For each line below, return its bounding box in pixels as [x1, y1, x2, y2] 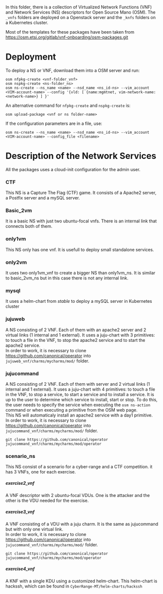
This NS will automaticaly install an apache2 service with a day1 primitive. [5, 412, 153, 418]
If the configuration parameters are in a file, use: [5, 120, 103, 126]
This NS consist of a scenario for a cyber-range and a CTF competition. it [5, 464, 153, 470]
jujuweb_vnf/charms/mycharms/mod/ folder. [5, 358, 90, 364]
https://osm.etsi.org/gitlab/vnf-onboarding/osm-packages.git [5, 34, 128, 40]
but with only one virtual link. [5, 526, 64, 532]
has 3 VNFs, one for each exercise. [5, 469, 76, 475]
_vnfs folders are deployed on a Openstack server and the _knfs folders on [5, 15, 156, 20]
